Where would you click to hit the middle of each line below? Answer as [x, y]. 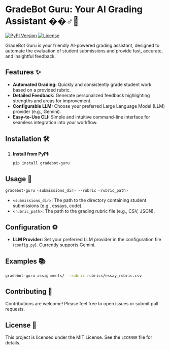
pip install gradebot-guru [41, 163]
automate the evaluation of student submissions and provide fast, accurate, [84, 51]
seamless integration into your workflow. [55, 122]
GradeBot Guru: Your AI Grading [74, 9]
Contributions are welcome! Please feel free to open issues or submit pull [82, 304]
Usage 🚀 [19, 179]
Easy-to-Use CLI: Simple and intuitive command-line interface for [81, 117]
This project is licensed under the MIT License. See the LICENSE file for [79, 337]
